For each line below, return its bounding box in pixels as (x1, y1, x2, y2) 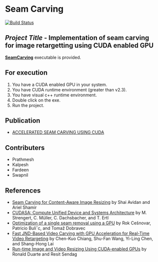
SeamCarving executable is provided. (5, 54, 81, 60)
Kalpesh (12, 162, 29, 168)
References (5, 186, 41, 195)
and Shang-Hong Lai (12, 241, 54, 246)
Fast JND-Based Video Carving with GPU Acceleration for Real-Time (12, 231, 150, 236)
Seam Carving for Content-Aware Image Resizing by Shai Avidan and (12, 199, 150, 205)
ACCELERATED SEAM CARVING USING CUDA (12, 130, 105, 135)
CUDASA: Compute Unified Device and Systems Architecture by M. (12, 210, 147, 216)
